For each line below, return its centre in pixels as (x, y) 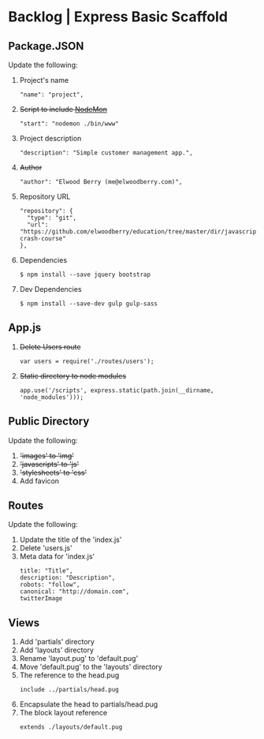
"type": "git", (52, 218)
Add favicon (39, 480)
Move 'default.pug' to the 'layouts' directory (91, 667)
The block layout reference (63, 713)
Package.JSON (46, 46)
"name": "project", (52, 95)
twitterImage (41, 599)
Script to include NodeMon (63, 109)
